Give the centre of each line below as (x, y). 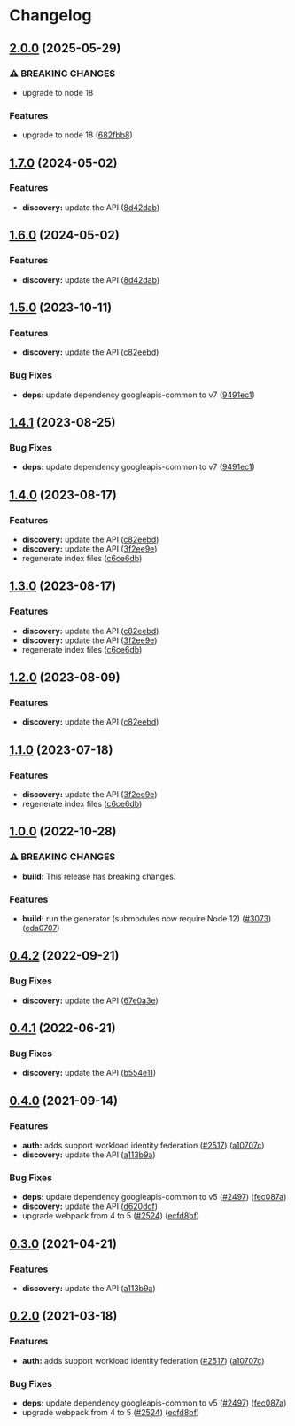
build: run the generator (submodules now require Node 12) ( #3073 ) (147, 918)
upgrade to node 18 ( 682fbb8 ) (77, 135)
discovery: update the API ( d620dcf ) (89, 1206)
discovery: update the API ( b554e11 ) (89, 1073)
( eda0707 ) (41, 928)
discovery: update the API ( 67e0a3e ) (90, 1000)
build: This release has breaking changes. (99, 876)
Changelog (50, 16)
